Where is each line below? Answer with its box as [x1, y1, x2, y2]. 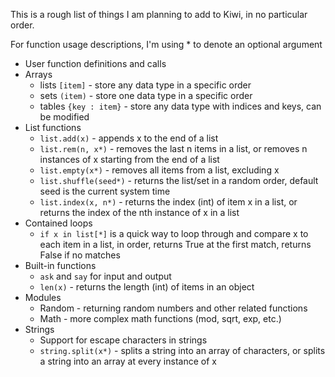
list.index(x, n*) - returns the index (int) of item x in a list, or [39, 196, 298, 208]
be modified [39, 111, 90, 123]
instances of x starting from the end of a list [39, 154, 220, 165]
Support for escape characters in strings [39, 334, 208, 346]
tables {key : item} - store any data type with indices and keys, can [39, 100, 322, 112]
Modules [24, 292, 62, 303]
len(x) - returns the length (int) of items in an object [39, 281, 255, 293]
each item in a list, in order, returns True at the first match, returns [39, 239, 312, 250]
